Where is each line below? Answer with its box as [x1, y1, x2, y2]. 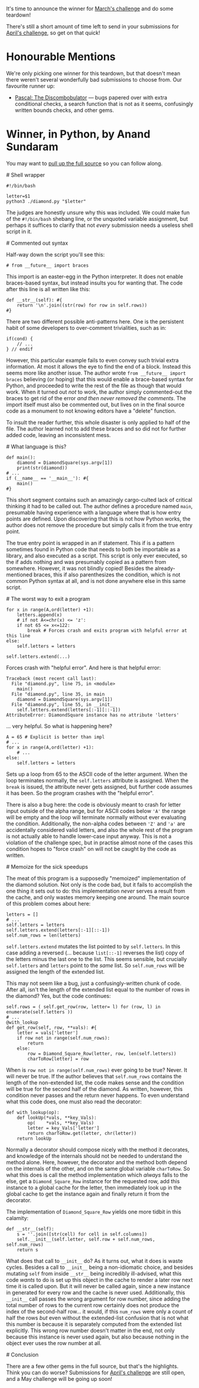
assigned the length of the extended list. [6, 968, 105, 975]
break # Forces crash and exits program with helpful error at [27, 628, 187, 634]
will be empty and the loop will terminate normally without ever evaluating [6, 813, 187, 821]
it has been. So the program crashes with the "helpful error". [6, 789, 154, 797]
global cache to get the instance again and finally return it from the [6, 1190, 169, 1197]
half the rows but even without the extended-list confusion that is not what [6, 1314, 189, 1321]
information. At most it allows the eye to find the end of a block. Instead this [6, 363, 191, 370]
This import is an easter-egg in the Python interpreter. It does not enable [6, 273, 184, 280]
